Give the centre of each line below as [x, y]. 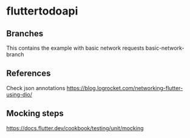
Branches [25, 34]
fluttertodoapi [42, 11]
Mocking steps [35, 113]
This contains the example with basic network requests [75, 48]
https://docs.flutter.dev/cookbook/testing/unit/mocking [75, 128]
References [29, 74]
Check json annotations [36, 88]
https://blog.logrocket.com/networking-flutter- [125, 88]
